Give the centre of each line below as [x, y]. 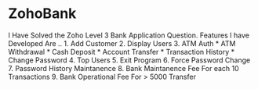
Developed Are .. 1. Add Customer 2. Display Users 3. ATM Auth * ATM [122, 43]
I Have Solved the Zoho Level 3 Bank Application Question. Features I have [129, 35]
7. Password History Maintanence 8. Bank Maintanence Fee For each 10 [124, 68]
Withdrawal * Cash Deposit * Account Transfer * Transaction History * [122, 52]
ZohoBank [42, 14]
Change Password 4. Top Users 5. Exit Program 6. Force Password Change [129, 60]
